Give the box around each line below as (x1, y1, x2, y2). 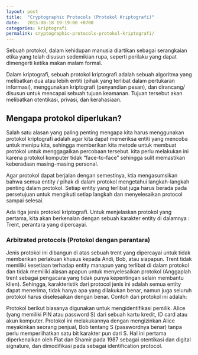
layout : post (6, 8, 38, 15)
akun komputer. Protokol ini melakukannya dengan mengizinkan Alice (6, 317, 176, 324)
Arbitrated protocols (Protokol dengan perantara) (6, 235, 151, 244)
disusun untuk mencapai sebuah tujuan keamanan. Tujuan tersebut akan (6, 90, 183, 97)
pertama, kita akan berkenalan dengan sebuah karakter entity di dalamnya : (6, 214, 190, 222)
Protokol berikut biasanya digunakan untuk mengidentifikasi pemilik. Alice (6, 305, 186, 312)
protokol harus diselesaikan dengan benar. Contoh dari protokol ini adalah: (6, 293, 187, 301)
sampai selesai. (6, 196, 44, 204)
